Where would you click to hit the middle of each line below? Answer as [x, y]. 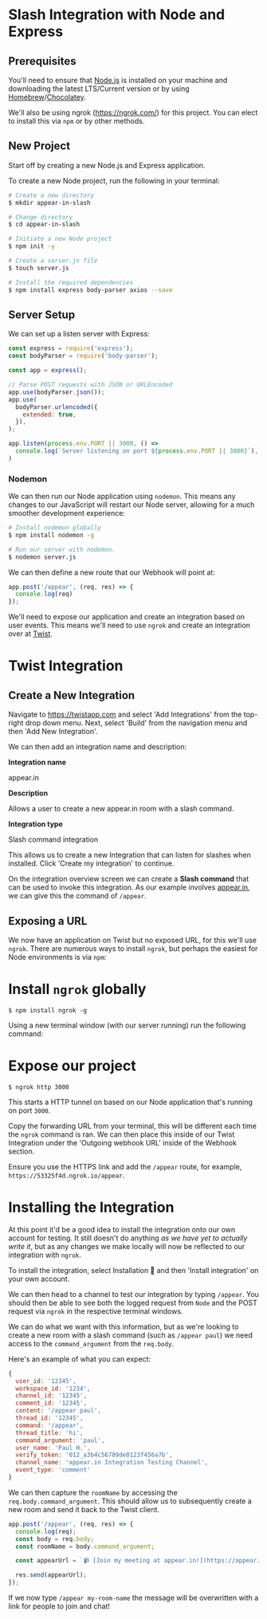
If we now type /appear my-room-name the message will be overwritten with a [133, 1598]
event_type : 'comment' [53, 1470]
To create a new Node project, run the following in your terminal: [114, 180]
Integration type [36, 824]
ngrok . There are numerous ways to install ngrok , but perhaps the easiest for [133, 948]
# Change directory [41, 217]
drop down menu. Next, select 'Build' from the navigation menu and [136, 723]
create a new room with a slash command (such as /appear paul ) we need [130, 1335]
